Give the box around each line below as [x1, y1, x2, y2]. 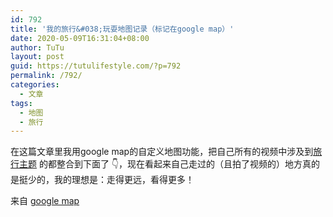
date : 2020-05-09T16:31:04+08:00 [10, 33, 150, 43]
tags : [10, 98, 33, 108]
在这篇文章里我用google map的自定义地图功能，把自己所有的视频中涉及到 [10, 146, 314, 158]
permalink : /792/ [10, 71, 83, 81]
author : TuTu [10, 42, 65, 53]
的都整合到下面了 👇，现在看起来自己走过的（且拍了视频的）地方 [38, 158, 303, 170]
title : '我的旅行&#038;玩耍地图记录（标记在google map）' [10, 24, 235, 34]
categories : [10, 80, 60, 90]
